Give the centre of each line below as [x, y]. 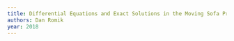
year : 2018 [23, 26]
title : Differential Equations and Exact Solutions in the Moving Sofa [113, 14]
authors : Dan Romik [36, 20]
